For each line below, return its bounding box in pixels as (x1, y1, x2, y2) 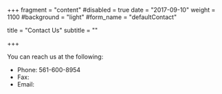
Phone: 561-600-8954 (16, 66, 81, 74)
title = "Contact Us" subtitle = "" (7, 27, 98, 34)
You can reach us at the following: (7, 52, 104, 61)
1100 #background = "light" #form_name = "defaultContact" (7, 13, 177, 21)
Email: (16, 80, 35, 88)
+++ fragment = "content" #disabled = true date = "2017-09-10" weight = (7, 6, 216, 14)
